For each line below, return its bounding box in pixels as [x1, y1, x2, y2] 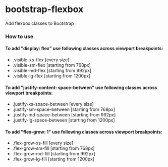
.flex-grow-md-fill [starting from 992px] [12, 151, 96, 157]
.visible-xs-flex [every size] [12, 57, 70, 63]
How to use [5, 33, 34, 40]
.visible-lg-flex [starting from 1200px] [12, 73, 91, 79]
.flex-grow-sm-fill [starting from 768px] [12, 145, 95, 151]
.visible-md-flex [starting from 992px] [12, 67, 92, 74]
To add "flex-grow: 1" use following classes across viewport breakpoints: [5, 129, 163, 135]
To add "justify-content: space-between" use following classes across [5, 85, 157, 91]
